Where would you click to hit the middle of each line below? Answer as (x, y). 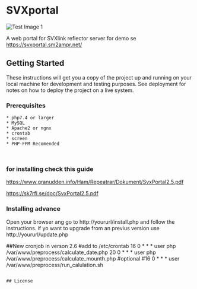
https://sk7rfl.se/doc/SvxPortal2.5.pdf (53, 193)
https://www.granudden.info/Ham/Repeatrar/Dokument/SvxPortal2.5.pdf (95, 182)
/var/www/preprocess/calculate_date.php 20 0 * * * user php (81, 252)
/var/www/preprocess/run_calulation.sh (55, 265)
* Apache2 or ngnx (29, 128)
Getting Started (35, 63)
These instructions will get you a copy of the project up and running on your (99, 77)
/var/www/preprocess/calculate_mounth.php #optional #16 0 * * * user (93, 258)
